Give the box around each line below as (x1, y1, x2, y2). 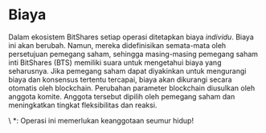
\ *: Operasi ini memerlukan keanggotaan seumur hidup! (8, 115, 194, 125)
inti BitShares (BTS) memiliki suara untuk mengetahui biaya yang (8, 58, 222, 67)
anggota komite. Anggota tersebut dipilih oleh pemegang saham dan (8, 91, 235, 101)
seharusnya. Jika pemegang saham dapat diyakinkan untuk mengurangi (8, 66, 247, 75)
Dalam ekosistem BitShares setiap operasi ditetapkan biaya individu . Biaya (8, 32, 255, 42)
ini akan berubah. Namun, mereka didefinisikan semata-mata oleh (8, 40, 227, 50)
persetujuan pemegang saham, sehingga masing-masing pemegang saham (8, 49, 259, 58)
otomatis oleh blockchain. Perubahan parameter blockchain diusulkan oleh (8, 83, 256, 93)
